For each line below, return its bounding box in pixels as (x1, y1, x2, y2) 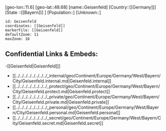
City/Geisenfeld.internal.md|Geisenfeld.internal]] (12, 78, 111, 84)
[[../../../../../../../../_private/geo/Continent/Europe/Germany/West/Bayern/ (12, 94, 160, 100)
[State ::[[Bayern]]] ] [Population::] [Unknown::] (5, 9, 102, 15)
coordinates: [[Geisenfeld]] (5, 23, 65, 28)
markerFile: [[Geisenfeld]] (5, 28, 63, 33)
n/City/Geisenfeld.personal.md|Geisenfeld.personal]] (12, 109, 120, 116)
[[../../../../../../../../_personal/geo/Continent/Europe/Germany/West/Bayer (12, 104, 160, 110)
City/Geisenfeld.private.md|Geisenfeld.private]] (12, 99, 109, 105)
